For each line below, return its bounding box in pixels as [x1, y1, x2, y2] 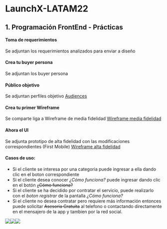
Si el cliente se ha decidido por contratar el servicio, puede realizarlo [12, 187, 154, 193]
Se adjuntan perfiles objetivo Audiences [5, 93, 87, 99]
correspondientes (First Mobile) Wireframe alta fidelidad [5, 143, 121, 149]
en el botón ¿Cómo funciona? [12, 182, 73, 188]
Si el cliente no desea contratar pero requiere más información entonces [12, 198, 162, 204]
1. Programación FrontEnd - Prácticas [5, 23, 123, 31]
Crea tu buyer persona [5, 59, 53, 65]
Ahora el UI [5, 127, 29, 133]
